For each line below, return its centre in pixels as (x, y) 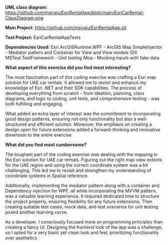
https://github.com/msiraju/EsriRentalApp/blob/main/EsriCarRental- (75, 13)
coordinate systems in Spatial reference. (47, 176)
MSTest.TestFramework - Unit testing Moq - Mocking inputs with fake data (82, 58)
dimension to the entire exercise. (39, 135)
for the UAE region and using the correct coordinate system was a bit (77, 165)
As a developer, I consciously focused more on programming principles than (84, 222)
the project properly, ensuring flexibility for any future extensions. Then (79, 201)
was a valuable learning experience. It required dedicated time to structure (82, 196)
